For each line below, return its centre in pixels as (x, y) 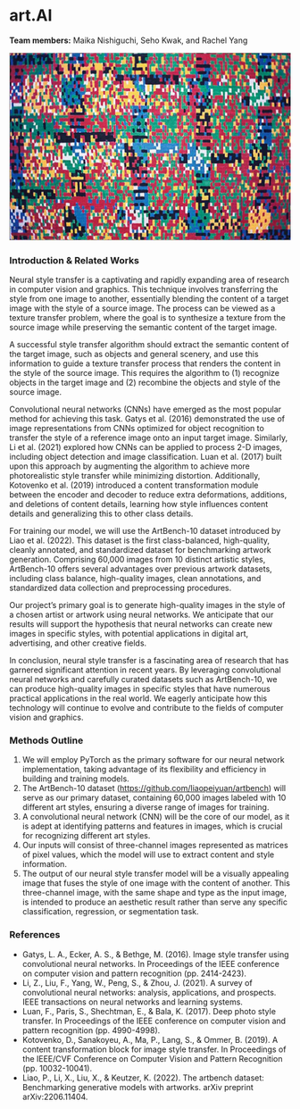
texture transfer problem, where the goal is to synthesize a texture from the (147, 317)
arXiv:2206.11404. (55, 1096)
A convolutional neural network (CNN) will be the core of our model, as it (156, 817)
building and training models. (75, 779)
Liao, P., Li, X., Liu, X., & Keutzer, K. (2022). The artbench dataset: (143, 1078)
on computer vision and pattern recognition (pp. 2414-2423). (134, 973)
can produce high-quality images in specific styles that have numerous (140, 688)
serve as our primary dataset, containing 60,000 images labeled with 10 (154, 798)
